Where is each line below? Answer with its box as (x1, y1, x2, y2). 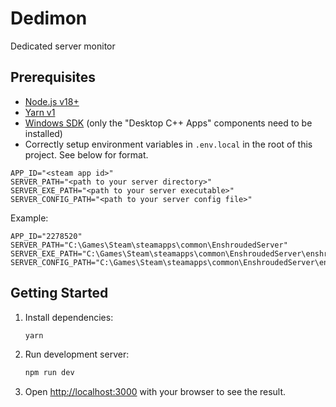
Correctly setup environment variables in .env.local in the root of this (24, 138, 313, 150)
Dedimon (10, 7, 88, 30)
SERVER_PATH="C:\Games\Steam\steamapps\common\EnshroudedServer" (10, 240, 288, 250)
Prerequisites (10, 69, 96, 86)
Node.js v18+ (24, 95, 80, 107)
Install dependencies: (24, 311, 114, 323)
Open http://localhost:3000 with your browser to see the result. (24, 386, 287, 398)
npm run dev (24, 368, 75, 378)
